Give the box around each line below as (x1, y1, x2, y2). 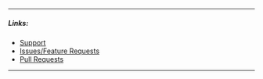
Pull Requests (19, 54, 64, 63)
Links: (8, 18, 29, 27)
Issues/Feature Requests (19, 46, 100, 56)
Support (19, 38, 46, 47)
